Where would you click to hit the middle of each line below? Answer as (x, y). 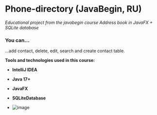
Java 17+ (21, 79)
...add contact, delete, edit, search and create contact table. (65, 51)
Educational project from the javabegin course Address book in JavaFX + (79, 22)
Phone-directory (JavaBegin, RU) (73, 9)
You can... (17, 40)
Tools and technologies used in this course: (50, 60)
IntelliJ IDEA (25, 70)
